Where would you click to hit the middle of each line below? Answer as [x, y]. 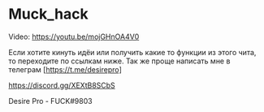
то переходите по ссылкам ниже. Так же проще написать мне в [119, 61]
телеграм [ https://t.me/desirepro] [65, 69]
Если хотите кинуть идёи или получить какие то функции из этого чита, [132, 52]
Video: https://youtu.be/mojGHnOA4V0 [74, 37]
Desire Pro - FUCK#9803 [50, 101]
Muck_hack [48, 14]
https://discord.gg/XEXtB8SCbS [62, 85]
